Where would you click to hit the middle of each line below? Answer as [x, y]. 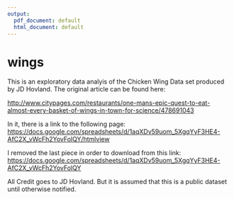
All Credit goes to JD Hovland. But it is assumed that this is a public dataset [117, 182]
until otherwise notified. [42, 189]
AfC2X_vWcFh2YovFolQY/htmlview [58, 140]
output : [19, 14]
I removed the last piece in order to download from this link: [94, 153]
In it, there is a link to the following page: [67, 124]
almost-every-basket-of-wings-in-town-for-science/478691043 [101, 110]
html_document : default [49, 27]
